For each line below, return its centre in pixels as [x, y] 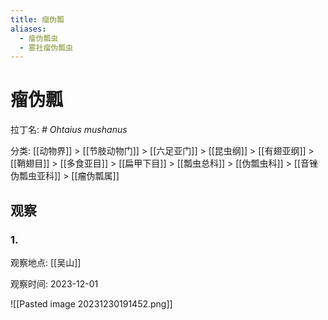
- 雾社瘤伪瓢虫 [46, 47]
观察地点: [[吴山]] [46, 262]
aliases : [28, 29]
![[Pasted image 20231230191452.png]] [91, 303]
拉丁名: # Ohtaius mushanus [69, 130]
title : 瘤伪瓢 [37, 19]
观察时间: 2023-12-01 [54, 283]
